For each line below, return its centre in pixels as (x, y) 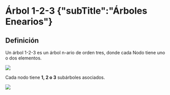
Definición (22, 40)
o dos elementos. (23, 58)
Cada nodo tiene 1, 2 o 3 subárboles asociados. (55, 77)
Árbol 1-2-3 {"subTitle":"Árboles (76, 11)
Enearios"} (29, 22)
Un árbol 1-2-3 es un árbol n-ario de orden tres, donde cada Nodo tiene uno (85, 53)
